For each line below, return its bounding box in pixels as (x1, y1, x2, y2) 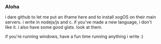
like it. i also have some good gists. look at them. (5, 24, 102, 30)
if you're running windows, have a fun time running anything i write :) (5, 33, 144, 39)
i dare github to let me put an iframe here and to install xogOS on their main (5, 14, 156, 20)
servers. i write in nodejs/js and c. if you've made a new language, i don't (5, 19, 152, 25)
